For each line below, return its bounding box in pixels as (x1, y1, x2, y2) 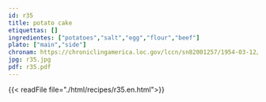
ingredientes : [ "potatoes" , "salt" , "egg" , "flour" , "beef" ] (8, 33, 200, 42)
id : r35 (8, 11, 34, 20)
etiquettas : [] (8, 26, 59, 34)
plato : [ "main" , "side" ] (8, 41, 87, 49)
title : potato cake (8, 19, 73, 27)
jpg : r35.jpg (8, 56, 51, 64)
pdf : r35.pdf (8, 63, 51, 71)
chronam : (8, 48, 37, 56)
